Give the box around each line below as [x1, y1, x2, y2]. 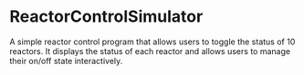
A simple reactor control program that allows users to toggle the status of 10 [9, 36, 296, 47]
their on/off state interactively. [9, 55, 123, 66]
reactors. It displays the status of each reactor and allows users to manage [9, 45, 290, 56]
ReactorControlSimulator [9, 6, 204, 27]
